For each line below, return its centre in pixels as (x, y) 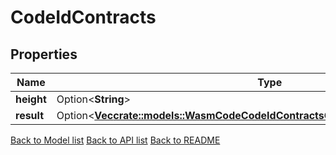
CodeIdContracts (83, 17)
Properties (44, 54)
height (31, 99)
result (30, 115)
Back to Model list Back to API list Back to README (115, 140)
